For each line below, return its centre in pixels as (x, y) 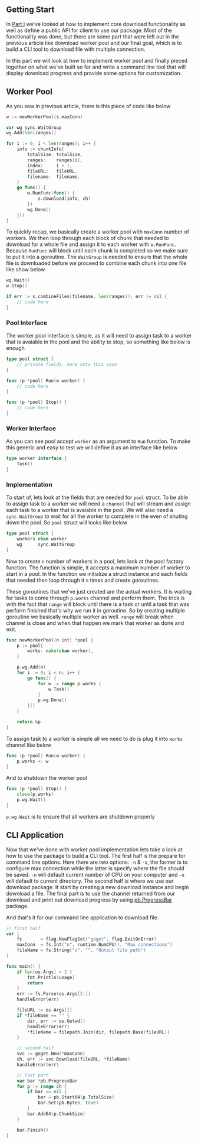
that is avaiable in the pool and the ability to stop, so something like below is (98, 342)
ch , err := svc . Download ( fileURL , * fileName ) (74, 1059)
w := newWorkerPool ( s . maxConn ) (44, 117)
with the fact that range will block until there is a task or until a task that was (98, 604)
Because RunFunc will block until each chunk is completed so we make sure (97, 251)
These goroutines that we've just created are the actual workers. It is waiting (99, 591)
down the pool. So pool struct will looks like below (67, 523)
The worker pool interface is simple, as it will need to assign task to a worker (99, 336)
